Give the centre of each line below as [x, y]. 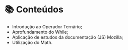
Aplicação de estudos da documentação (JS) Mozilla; [68, 37]
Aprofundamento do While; [40, 32]
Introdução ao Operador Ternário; [47, 26]
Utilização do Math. [32, 42]
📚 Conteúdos [34, 10]
